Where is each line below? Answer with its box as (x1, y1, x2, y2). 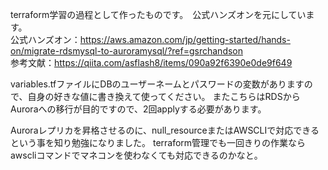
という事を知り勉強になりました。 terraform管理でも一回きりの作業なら (10, 137, 307, 148)
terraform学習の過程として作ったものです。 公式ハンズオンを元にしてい (10, 9, 307, 20)
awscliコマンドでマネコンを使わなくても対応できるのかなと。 (10, 149, 263, 161)
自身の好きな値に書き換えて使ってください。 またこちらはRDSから (27, 91, 301, 102)
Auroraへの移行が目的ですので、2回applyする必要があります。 (10, 103, 267, 115)
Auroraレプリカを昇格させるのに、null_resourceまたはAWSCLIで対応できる (10, 124, 320, 136)
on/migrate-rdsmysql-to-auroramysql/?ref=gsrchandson (10, 45, 244, 57)
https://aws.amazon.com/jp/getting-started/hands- (79, 34, 291, 45)
